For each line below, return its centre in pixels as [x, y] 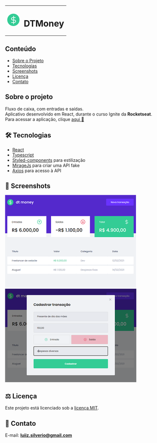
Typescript [23, 155]
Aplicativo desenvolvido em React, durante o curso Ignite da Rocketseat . [79, 114]
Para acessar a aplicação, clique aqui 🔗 [45, 119]
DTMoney [44, 23]
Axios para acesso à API [37, 171]
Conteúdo [21, 49]
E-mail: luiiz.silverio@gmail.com [39, 435]
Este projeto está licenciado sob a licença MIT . [52, 408]
